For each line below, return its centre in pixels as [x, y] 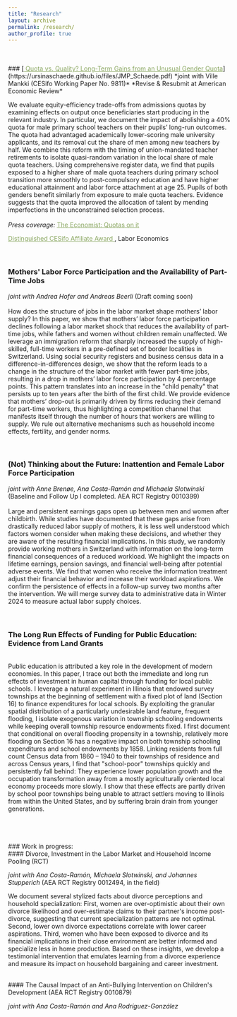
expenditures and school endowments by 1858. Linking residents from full [115, 749]
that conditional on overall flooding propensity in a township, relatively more [118, 734]
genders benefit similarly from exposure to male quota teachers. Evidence [116, 195]
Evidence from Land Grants [56, 643]
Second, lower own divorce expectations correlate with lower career [107, 927]
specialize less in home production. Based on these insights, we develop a [116, 949]
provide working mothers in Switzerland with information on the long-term [116, 549]
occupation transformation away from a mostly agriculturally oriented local [116, 779]
